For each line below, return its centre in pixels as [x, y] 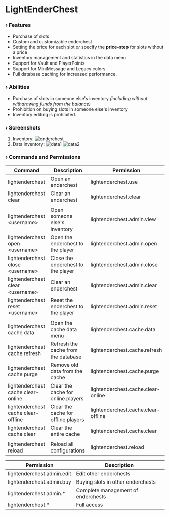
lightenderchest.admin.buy [40, 482]
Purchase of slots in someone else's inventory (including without [80, 98]
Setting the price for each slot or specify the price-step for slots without [88, 47]
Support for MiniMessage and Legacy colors [59, 69]
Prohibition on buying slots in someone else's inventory [70, 109]
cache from [64, 350]
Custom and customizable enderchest [52, 42]
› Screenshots [23, 127]
